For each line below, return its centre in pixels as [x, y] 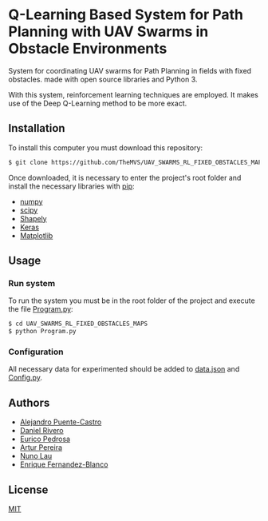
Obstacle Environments [88, 49]
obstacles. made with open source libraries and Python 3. [103, 79]
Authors [29, 402]
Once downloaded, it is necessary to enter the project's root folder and [125, 177]
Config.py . [25, 378]
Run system [32, 283]
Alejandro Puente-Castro [61, 422]
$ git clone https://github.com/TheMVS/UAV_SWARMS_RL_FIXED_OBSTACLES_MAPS [137, 162]
